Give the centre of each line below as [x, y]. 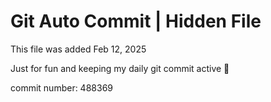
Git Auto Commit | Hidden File [136, 21]
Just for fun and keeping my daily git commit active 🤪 [120, 68]
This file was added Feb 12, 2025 [78, 49]
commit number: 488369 [61, 87]
